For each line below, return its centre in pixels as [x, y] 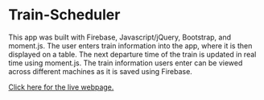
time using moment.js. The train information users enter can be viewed [126, 63]
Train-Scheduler [64, 15]
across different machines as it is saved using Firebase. [101, 71]
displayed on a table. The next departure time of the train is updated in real [132, 54]
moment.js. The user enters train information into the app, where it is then [130, 45]
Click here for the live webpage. [61, 87]
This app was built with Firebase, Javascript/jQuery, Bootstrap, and [120, 37]
